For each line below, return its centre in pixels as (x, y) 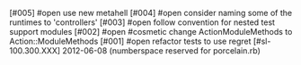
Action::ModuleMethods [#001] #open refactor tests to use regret (130, 41)
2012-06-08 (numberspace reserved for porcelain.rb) (161, 51)
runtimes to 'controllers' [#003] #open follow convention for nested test (142, 22)
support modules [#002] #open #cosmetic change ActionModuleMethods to (151, 32)
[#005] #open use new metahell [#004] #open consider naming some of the (151, 13)
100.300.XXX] (35, 51)
